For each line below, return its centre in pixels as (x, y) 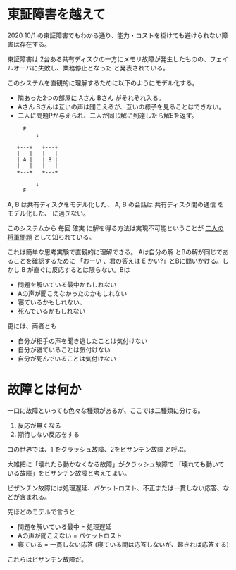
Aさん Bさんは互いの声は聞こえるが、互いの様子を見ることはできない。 (121, 106)
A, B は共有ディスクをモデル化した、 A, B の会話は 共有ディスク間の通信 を (116, 204)
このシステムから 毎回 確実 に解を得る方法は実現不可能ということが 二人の (116, 228)
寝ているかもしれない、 (51, 302)
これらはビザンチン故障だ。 (48, 559)
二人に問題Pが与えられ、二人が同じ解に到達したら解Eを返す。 (107, 115)
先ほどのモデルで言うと (41, 512)
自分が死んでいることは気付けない (67, 358)
